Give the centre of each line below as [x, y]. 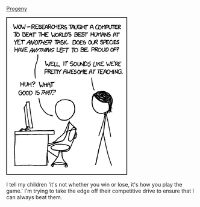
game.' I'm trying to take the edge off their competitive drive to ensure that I [100, 191]
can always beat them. [34, 197]
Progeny [17, 9]
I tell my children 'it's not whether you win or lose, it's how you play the [94, 184]
